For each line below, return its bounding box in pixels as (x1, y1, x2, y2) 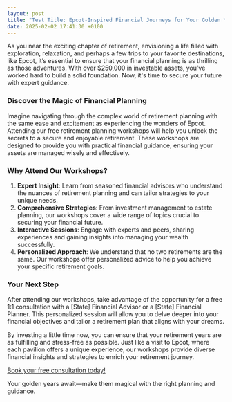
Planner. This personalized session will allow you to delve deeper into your (7, 310, 219, 318)
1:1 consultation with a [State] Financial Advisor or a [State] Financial (7, 302, 202, 311)
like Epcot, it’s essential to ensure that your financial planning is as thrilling (7, 57, 219, 65)
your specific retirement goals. (17, 262, 105, 271)
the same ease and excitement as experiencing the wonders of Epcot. (7, 119, 206, 127)
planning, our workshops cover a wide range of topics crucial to (17, 210, 200, 219)
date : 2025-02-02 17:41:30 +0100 (7, 23, 104, 30)
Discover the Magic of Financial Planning (7, 96, 147, 106)
